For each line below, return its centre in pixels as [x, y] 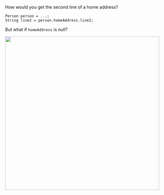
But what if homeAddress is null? [36, 29]
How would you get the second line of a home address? [62, 7]
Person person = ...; [27, 16]
